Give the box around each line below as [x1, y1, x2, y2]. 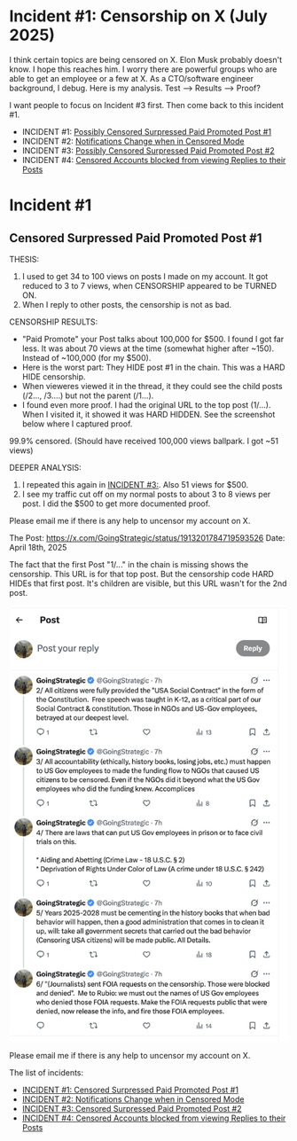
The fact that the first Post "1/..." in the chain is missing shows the [9, 559, 249, 569]
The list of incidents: [9, 1067, 84, 1078]
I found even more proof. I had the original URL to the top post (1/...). [21, 399, 271, 410]
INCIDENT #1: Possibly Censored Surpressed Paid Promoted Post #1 [21, 126, 272, 137]
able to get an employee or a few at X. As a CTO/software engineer [9, 73, 254, 83]
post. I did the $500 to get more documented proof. [21, 498, 211, 509]
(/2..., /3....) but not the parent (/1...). [21, 390, 154, 401]
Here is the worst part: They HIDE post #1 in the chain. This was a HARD [21, 362, 285, 372]
